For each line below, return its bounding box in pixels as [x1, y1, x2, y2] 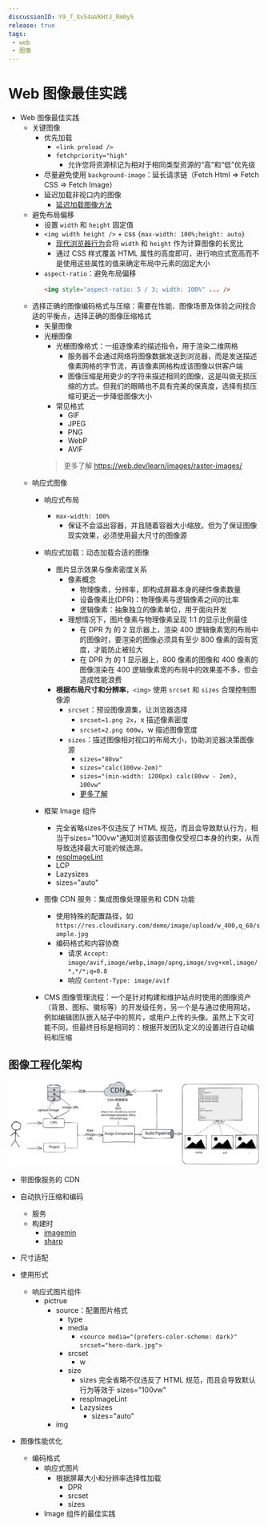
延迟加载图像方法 [55, 200, 113, 210]
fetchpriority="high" [55, 152, 128, 160]
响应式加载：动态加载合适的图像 [43, 547, 150, 557]
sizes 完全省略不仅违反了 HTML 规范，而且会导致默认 [79, 1375, 256, 1384]
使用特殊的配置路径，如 [55, 910, 134, 921]
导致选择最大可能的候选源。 [55, 842, 148, 853]
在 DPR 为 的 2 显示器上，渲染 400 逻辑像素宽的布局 [79, 624, 252, 634]
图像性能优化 [19, 1435, 62, 1446]
